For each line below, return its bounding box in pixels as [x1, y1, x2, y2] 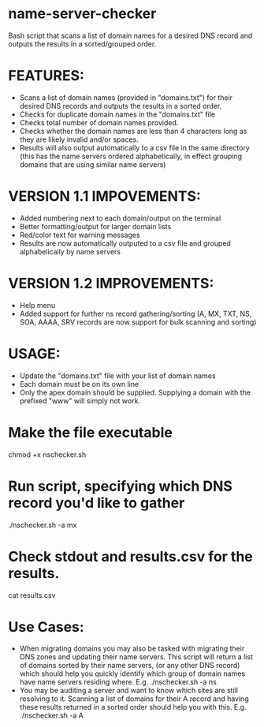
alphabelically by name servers [19, 247, 121, 256]
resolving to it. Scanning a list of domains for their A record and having [19, 694, 250, 703]
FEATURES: [8, 67, 85, 85]
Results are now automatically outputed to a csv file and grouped [19, 238, 231, 248]
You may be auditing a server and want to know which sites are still [19, 686, 239, 695]
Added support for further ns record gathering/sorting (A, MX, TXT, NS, [19, 309, 252, 318]
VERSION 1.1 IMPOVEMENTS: [8, 187, 201, 206]
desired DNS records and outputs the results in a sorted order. [19, 101, 222, 110]
